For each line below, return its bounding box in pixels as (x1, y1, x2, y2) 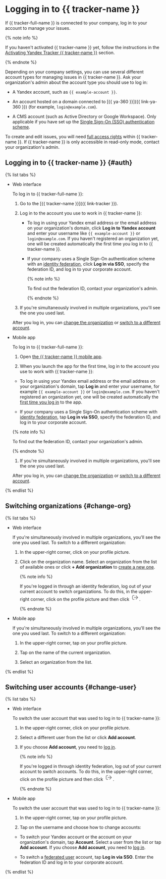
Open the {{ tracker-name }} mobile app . (19, 353, 103, 359)
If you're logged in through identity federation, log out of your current (19, 763, 162, 769)
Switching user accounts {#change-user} (5, 683, 137, 691)
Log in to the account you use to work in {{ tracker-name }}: (19, 210, 142, 216)
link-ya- (141, 98, 157, 105)
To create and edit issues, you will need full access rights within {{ (5, 133, 140, 139)
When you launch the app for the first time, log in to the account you (19, 363, 160, 369)
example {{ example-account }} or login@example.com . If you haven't (19, 388, 160, 395)
